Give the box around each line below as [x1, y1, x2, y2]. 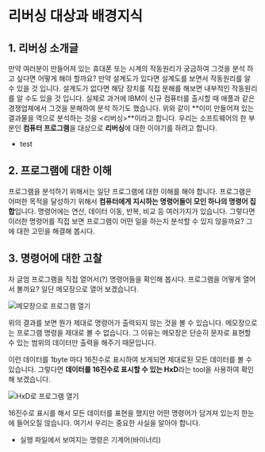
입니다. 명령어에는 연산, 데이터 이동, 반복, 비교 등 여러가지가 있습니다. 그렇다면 [14, 206, 255, 216]
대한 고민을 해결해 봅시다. [16, 226, 95, 236]
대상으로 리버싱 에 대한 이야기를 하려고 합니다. [78, 124, 218, 132]
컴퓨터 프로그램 [22, 124, 70, 132]
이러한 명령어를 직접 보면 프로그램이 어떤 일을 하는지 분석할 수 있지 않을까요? [8, 216, 244, 226]
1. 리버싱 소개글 [8, 41, 79, 55]
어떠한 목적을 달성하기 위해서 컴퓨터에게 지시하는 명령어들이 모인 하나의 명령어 [8, 196, 248, 206]
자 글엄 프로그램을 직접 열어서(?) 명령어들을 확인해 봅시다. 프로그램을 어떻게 [8, 274, 241, 284]
